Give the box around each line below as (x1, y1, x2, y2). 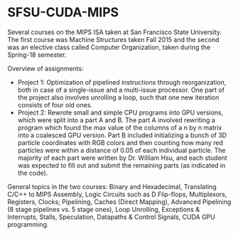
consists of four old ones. (17, 100, 93, 109)
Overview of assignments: (7, 64, 84, 73)
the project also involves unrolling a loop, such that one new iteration (17, 93, 220, 102)
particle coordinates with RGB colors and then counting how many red (17, 138, 224, 146)
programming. (7, 220, 49, 228)
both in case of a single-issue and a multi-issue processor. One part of (17, 85, 225, 94)
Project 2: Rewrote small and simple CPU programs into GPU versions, (17, 108, 224, 117)
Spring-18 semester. (7, 50, 67, 59)
